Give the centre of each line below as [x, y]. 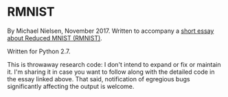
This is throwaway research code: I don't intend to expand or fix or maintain [114, 64]
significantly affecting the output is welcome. [71, 86]
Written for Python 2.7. [39, 51]
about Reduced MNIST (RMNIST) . [55, 38]
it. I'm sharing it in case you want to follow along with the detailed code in [111, 72]
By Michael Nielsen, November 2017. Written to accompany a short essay [111, 31]
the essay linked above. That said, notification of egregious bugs [99, 79]
